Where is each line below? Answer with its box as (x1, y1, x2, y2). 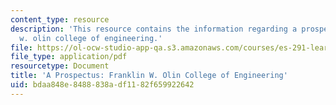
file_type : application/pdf (10, 52, 128, 62)
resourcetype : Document (10, 61, 110, 71)
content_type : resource (10, 14, 110, 25)
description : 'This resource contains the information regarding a (10, 24, 298, 34)
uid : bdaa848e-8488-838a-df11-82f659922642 (10, 80, 195, 90)
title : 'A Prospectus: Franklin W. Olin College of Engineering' (10, 71, 288, 81)
